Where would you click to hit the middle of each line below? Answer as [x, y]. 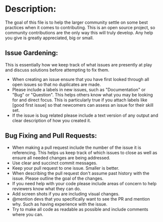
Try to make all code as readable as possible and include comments [80, 209]
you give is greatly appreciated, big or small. [49, 38]
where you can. [28, 214]
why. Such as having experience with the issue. [60, 204]
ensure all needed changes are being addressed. [61, 158]
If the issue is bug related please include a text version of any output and [85, 115]
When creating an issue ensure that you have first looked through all [81, 79]
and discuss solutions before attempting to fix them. [57, 70]
